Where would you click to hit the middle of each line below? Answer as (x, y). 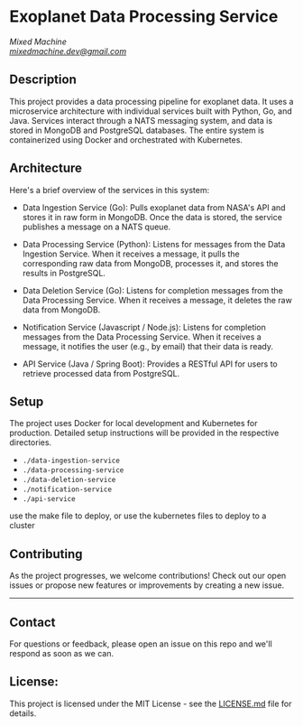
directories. (31, 442)
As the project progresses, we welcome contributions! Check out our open (148, 576)
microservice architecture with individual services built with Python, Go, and (151, 111)
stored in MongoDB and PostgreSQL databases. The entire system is (137, 130)
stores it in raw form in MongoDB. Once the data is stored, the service (152, 217)
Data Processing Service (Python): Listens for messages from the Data (154, 244)
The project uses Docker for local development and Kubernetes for (134, 423)
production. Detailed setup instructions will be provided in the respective (144, 433)
